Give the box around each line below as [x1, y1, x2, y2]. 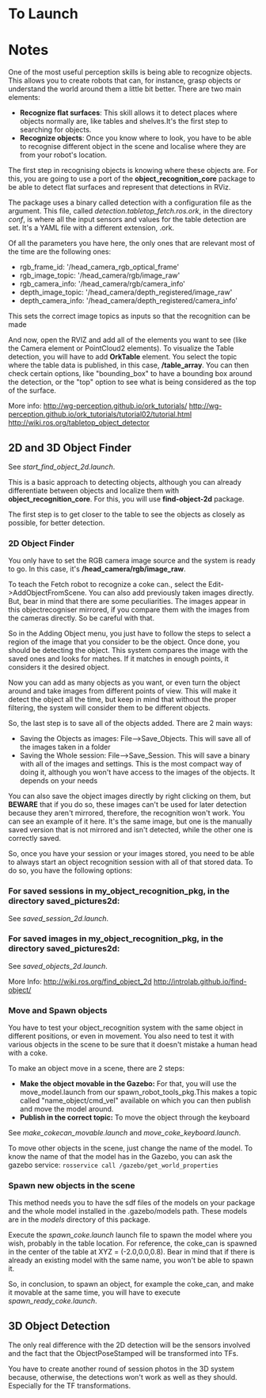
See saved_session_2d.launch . [8, 913, 109, 923]
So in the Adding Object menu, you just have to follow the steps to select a [8, 628, 251, 639]
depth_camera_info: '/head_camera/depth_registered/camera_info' [19, 296, 238, 305]
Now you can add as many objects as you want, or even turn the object [8, 678, 241, 687]
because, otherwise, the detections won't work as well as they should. [8, 1373, 237, 1382]
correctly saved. [8, 834, 62, 843]
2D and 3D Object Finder [8, 441, 132, 455]
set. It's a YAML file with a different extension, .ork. [8, 223, 175, 232]
